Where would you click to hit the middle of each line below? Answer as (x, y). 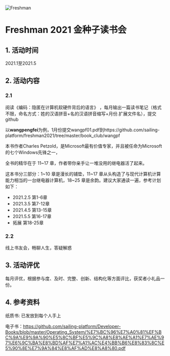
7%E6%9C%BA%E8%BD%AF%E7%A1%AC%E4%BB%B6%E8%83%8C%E (85, 343)
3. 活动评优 (23, 265)
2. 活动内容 (23, 81)
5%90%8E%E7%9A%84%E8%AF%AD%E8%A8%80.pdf (66, 348)
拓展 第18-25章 (28, 223)
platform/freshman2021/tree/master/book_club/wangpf (63, 135)
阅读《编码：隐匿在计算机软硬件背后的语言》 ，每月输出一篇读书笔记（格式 (83, 107)
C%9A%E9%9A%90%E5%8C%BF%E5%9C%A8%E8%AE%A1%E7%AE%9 (85, 337)
